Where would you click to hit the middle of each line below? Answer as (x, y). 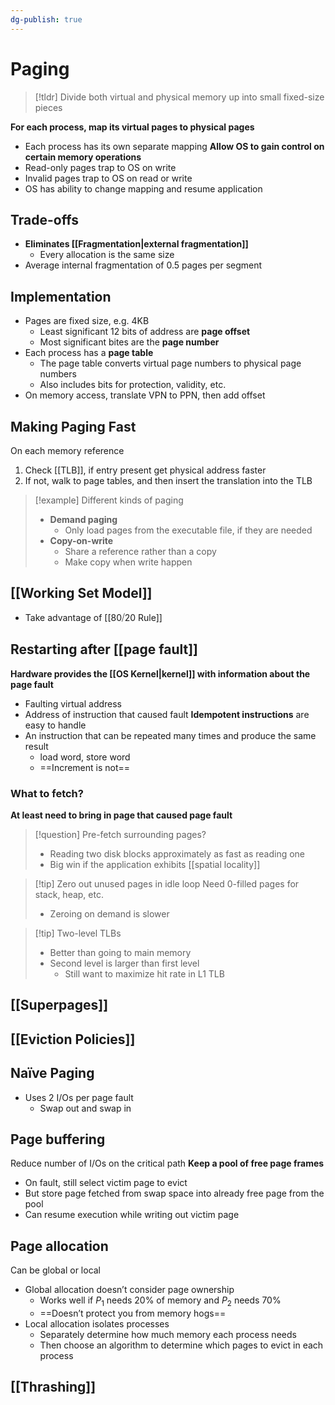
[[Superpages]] (59, 1005)
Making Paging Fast (73, 426)
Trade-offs (44, 219)
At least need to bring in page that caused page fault (121, 815)
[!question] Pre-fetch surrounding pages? (120, 834)
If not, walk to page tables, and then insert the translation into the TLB (168, 480)
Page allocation (59, 1246)
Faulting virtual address (73, 703)
